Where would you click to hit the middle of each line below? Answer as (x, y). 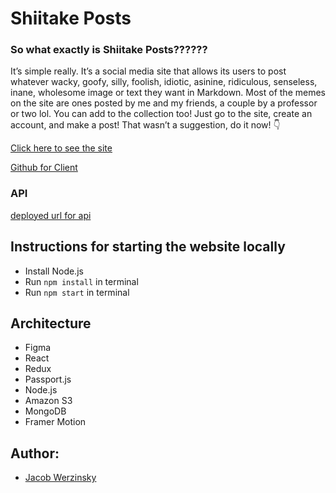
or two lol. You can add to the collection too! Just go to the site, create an (161, 114)
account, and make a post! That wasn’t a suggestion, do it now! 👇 (145, 125)
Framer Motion (55, 422)
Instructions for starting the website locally (148, 247)
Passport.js (48, 379)
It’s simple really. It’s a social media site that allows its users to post (148, 71)
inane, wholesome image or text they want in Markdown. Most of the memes (168, 93)
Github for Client (44, 168)
